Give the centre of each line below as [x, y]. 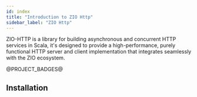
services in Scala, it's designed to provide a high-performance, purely [91, 45]
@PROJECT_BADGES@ [35, 69]
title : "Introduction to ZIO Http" [50, 17]
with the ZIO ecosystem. [36, 58]
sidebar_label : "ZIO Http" [39, 22]
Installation [27, 88]
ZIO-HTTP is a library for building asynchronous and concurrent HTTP [91, 39]
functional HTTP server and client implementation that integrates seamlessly [99, 52]
